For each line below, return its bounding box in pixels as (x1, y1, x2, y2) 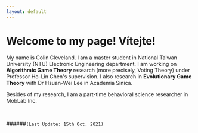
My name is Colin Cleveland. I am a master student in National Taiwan (6, 54, 178, 61)
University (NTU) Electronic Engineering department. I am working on (6, 60, 177, 67)
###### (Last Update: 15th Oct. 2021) (6, 120, 104, 127)
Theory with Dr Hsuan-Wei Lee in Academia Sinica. (6, 79, 133, 86)
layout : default (6, 8, 47, 15)
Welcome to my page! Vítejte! (6, 34, 156, 47)
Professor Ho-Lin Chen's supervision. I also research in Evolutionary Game (6, 72, 192, 80)
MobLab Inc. (6, 97, 37, 104)
